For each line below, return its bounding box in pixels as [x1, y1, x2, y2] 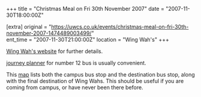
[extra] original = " [6, 23, 52, 30]
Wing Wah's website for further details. [6, 48, 103, 55]
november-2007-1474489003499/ [6, 30, 92, 37]
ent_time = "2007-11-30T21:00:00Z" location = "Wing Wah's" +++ [6, 36, 169, 43]
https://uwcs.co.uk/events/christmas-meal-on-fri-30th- [50, 23, 189, 30]
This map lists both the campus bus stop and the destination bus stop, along [6, 71, 195, 78]
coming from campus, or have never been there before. [6, 84, 143, 91]
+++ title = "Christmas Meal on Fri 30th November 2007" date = [6, 5, 165, 12]
